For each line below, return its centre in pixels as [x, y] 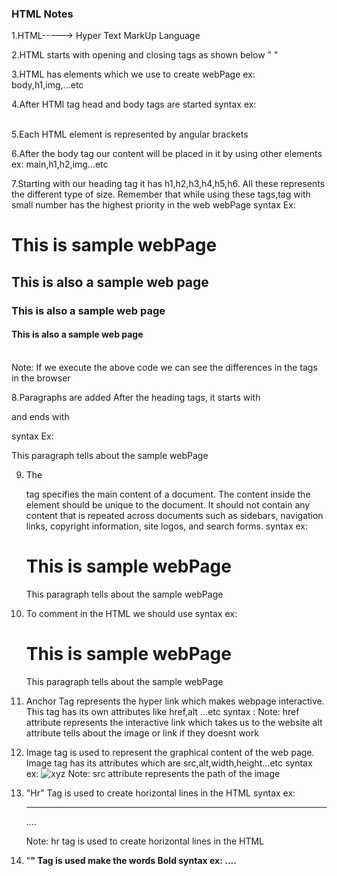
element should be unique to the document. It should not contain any [168, 505]
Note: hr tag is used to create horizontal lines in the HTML [145, 841]
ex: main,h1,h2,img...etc [60, 164]
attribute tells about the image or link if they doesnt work [142, 733]
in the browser [41, 378]
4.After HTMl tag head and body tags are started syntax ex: [134, 104]
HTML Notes [42, 14]
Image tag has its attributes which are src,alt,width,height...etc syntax [169, 763]
